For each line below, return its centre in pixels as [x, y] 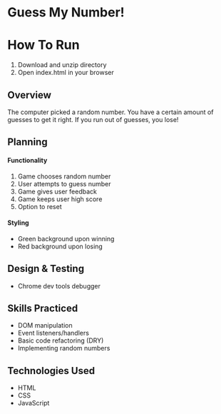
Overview [30, 95]
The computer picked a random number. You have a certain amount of [110, 112]
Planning [27, 142]
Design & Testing [46, 269]
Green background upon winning [66, 238]
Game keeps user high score [60, 199]
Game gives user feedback [57, 191]
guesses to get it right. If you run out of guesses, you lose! [93, 119]
